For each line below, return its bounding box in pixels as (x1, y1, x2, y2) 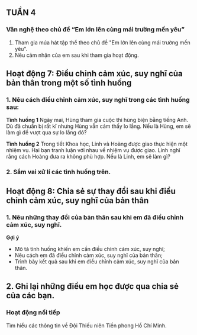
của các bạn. (6, 291, 55, 301)
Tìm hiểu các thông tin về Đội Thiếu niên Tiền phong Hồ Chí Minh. (6, 322, 167, 329)
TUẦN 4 (6, 8, 36, 18)
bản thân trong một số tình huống (6, 78, 132, 88)
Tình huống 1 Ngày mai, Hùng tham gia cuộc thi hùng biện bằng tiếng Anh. (6, 117, 189, 124)
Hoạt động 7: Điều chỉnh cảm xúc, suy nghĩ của (6, 69, 183, 79)
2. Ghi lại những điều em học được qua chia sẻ (6, 281, 179, 292)
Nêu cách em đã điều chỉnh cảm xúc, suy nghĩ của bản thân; (14, 252, 163, 259)
